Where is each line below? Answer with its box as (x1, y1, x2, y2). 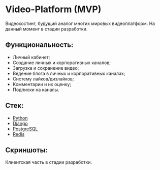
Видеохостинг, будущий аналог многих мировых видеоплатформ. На (5, 20, 155, 26)
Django (12, 120, 28, 126)
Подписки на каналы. (12, 87, 59, 93)
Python (12, 115, 28, 121)
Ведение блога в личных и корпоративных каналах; (12, 70, 125, 76)
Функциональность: (5, 41, 74, 49)
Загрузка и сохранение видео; (12, 65, 79, 71)
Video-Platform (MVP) (5, 4, 102, 15)
